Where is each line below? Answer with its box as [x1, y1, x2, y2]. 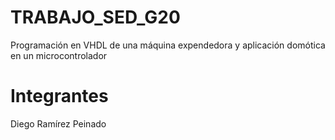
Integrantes [10, 85, 109, 108]
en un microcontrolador [10, 49, 108, 61]
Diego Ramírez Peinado [10, 117, 107, 130]
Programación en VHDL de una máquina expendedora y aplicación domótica [10, 39, 326, 51]
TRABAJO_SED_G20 [10, 6, 181, 29]
